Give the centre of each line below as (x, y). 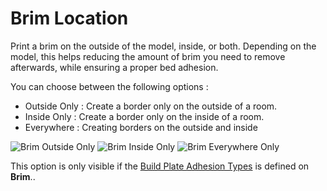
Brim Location (69, 18)
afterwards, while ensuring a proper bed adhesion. (114, 67)
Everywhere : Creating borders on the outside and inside (141, 127)
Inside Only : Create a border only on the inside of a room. (144, 116)
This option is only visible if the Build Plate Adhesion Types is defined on (160, 166)
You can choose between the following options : (109, 86)
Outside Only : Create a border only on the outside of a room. (151, 106)
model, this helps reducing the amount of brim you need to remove (148, 56)
